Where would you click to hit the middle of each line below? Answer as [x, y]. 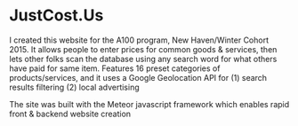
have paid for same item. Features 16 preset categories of [115, 68]
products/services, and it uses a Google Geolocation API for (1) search [138, 77]
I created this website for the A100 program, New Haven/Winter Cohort [139, 40]
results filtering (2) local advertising [74, 87]
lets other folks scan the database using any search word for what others [143, 59]
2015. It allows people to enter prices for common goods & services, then [143, 49]
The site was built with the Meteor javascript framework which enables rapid [149, 104]
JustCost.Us [56, 16]
